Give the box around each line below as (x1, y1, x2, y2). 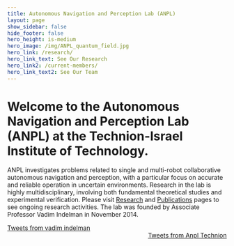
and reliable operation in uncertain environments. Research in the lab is (7, 180, 211, 189)
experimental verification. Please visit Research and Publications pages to (7, 196, 219, 204)
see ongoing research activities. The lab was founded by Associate (7, 203, 200, 211)
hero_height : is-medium (7, 36, 77, 43)
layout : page (7, 17, 45, 24)
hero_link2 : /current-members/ (7, 62, 98, 69)
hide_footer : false (7, 29, 64, 37)
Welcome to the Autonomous (7, 98, 180, 114)
